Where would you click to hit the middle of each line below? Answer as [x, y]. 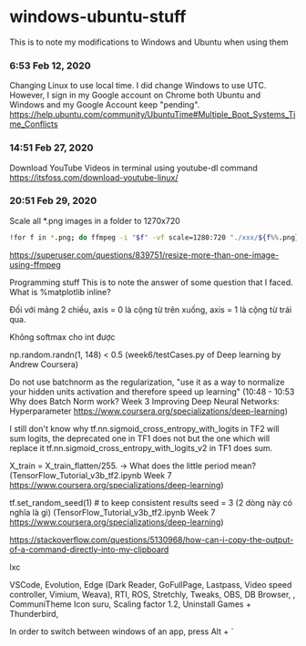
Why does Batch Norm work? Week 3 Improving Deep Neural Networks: [144, 401]
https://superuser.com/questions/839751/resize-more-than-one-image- [144, 255]
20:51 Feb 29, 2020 [53, 200]
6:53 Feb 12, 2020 [50, 66]
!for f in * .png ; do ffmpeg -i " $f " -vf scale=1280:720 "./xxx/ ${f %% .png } [154, 237]
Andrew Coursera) [44, 364]
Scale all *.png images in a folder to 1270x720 [95, 220]
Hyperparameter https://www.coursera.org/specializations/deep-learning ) [149, 411]
